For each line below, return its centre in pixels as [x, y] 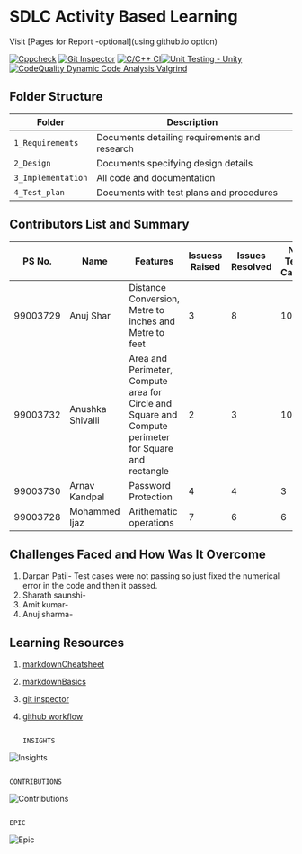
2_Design [32, 163]
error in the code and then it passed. [90, 586]
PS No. [37, 261]
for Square [151, 448]
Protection [151, 497]
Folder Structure [56, 97]
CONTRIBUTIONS [36, 782]
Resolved [251, 266]
